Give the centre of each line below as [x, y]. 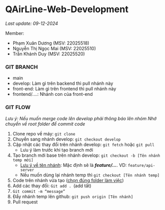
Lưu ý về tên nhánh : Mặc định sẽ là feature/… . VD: [73, 165]
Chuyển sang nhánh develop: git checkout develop [67, 139]
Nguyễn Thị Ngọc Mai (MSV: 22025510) [54, 48]
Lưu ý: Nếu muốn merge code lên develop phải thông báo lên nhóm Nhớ [81, 118]
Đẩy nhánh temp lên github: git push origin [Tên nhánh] [73, 196]
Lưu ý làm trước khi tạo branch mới [57, 150]
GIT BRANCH [22, 67]
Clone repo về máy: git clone [44, 133]
